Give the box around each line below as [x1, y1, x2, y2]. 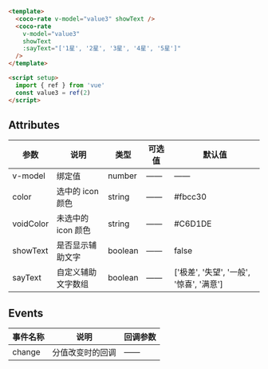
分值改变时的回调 [52, 347, 117, 359]
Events [8, 306, 44, 319]
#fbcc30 [174, 192, 207, 203]
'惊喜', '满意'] [174, 279, 223, 290]
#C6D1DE [174, 218, 212, 229]
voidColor [12, 218, 49, 229]
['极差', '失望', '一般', [174, 267, 250, 278]
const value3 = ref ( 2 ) [15, 89, 91, 97]
